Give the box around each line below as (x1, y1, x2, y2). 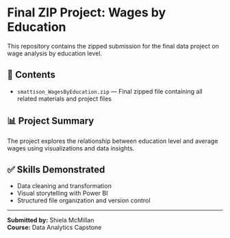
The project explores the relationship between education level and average (7, 137, 218, 145)
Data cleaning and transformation (16, 182, 112, 190)
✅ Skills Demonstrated (7, 163, 105, 175)
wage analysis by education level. (7, 49, 103, 57)
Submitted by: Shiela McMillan (7, 216, 94, 224)
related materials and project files (16, 94, 112, 103)
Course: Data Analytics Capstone (7, 224, 102, 232)
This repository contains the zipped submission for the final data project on (7, 42, 219, 50)
